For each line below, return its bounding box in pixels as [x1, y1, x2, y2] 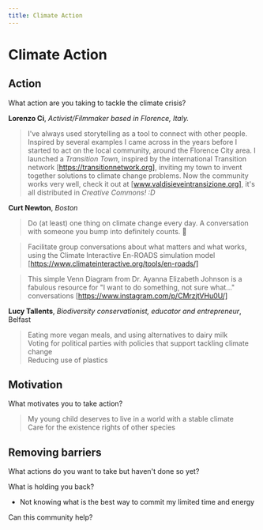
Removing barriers [8, 445, 102, 459]
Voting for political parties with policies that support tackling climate [27, 338, 249, 348]
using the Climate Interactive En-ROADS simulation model [27, 250, 216, 259]
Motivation [8, 378, 63, 392]
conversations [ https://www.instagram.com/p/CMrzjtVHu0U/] [27, 290, 228, 301]
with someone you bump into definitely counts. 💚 [27, 226, 187, 236]
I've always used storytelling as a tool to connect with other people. [27, 128, 248, 138]
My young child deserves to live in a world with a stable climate [27, 415, 235, 424]
